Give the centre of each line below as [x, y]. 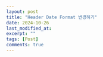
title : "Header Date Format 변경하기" [52, 17]
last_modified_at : [29, 28]
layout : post [22, 12]
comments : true [25, 45]
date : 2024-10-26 [28, 23]
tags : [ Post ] [22, 39]
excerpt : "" [21, 34]
